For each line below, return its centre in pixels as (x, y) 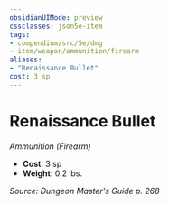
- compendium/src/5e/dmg (56, 43)
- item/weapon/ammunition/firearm (75, 51)
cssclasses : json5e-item (56, 26)
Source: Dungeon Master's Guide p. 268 (84, 191)
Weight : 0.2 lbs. (52, 173)
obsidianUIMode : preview (56, 18)
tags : (19, 34)
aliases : (26, 60)
